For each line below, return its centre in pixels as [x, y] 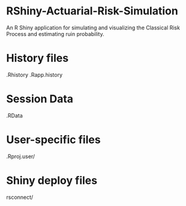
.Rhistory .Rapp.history [34, 75]
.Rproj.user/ [21, 156]
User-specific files [53, 140]
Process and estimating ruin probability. [55, 34]
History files [37, 58]
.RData [14, 116]
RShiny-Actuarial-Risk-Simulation [92, 11]
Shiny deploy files [52, 180]
